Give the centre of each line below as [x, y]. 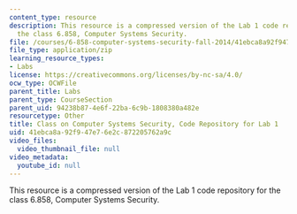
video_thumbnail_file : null [69, 149]
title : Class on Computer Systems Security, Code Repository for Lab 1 [144, 125]
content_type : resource [53, 17]
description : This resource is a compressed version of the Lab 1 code [144, 26]
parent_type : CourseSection [61, 99]
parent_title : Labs [45, 91]
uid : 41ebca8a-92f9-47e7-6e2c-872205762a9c [91, 133]
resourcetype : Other [47, 116]
